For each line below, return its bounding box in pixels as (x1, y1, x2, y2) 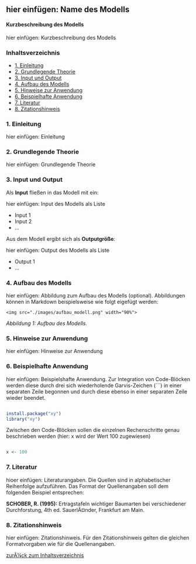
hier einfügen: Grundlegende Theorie (6, 161, 96, 168)
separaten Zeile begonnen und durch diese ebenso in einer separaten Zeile (6, 388, 187, 395)
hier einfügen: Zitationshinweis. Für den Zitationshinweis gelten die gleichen (6, 534, 190, 541)
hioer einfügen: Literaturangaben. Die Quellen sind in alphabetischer (6, 476, 171, 483)
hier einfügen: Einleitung (6, 133, 66, 140)
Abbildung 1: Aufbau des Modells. (6, 320, 88, 327)
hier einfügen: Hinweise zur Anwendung (6, 348, 104, 355)
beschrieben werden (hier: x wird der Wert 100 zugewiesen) (6, 432, 151, 440)
